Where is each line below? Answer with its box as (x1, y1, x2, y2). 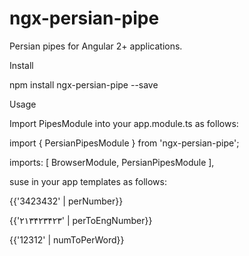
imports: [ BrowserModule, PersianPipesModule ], (9, 156, 215, 168)
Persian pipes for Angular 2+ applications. (9, 40, 183, 52)
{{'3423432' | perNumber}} (9, 195, 124, 207)
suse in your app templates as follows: (9, 175, 167, 187)
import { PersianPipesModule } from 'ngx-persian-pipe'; (9, 137, 240, 149)
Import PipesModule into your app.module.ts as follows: (9, 117, 239, 129)
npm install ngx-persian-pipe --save (9, 78, 159, 91)
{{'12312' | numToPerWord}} (9, 233, 125, 246)
